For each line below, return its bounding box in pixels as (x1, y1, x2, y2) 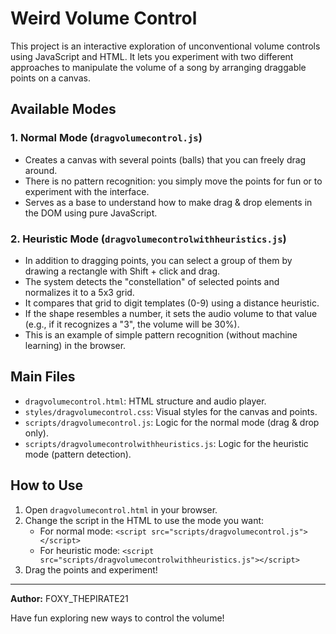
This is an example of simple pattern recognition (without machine (24, 328, 298, 341)
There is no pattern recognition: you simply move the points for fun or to (24, 175, 323, 187)
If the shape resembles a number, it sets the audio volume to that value (24, 307, 318, 319)
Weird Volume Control (10, 7, 198, 30)
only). (24, 427, 49, 439)
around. (24, 164, 58, 176)
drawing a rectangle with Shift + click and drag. (24, 265, 221, 277)
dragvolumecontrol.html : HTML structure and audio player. (24, 395, 267, 407)
